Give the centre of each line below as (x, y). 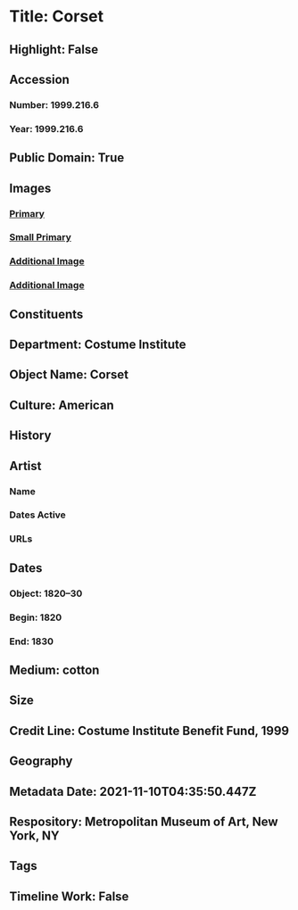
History (30, 436)
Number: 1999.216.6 (54, 104)
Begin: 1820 (36, 617)
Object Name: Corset (69, 375)
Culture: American (62, 405)
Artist (25, 466)
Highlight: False (54, 50)
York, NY (34, 836)
